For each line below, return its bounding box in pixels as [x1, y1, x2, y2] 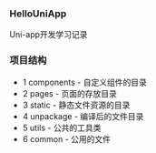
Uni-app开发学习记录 [9, 29, 88, 40]
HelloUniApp [9, 7, 67, 20]
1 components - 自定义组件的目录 [22, 76, 147, 87]
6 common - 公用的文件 [22, 133, 112, 144]
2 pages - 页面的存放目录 [22, 87, 118, 98]
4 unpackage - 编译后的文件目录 [22, 110, 144, 121]
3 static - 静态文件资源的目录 [22, 99, 131, 110]
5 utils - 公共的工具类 [22, 122, 102, 133]
